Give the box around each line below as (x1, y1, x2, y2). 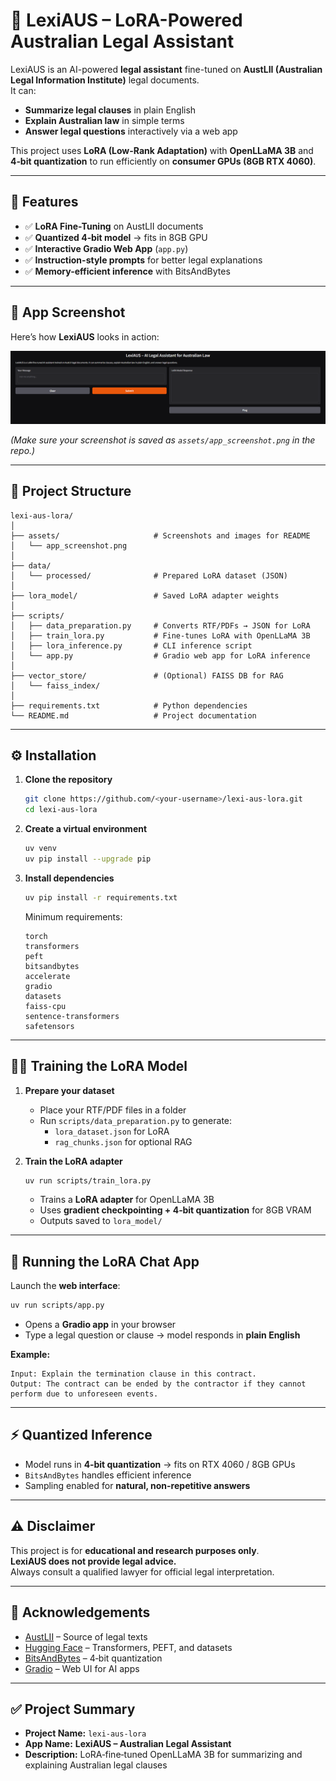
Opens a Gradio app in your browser (24, 1319, 177, 1331)
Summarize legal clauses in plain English (24, 104, 197, 116)
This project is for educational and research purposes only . (10, 1544, 260, 1556)
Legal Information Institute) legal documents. (10, 74, 200, 86)
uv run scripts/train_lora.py (24, 1175, 152, 1186)
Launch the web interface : (10, 1280, 121, 1292)
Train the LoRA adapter (24, 1155, 123, 1167)
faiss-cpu (24, 1001, 67, 1011)
